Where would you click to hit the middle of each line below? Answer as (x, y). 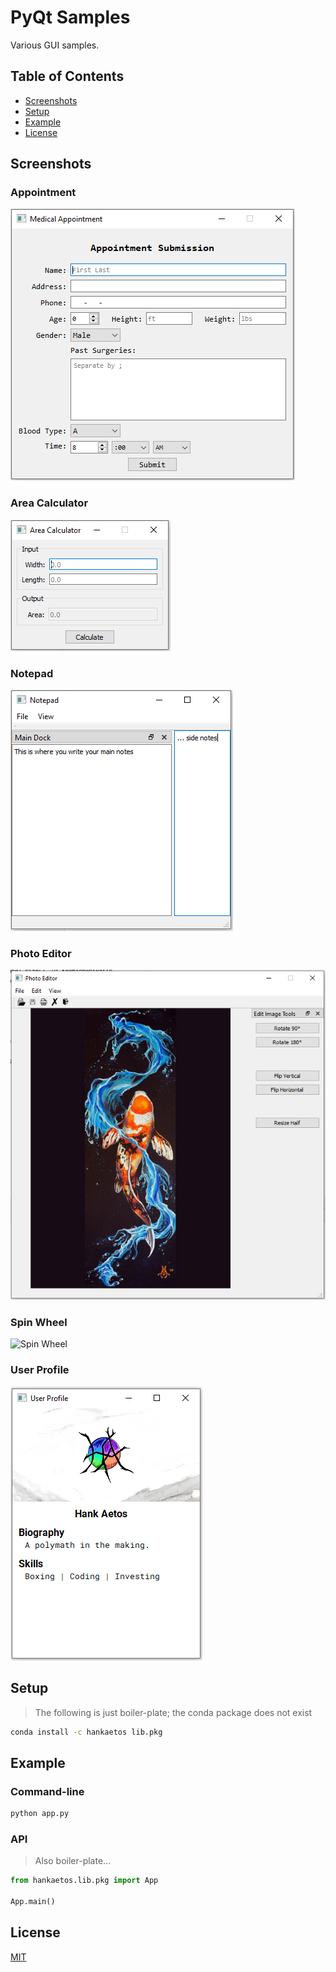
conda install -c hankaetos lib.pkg (86, 1732)
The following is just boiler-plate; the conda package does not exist (173, 1712)
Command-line (47, 1791)
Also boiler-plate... (73, 1861)
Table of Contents (67, 76)
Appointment (43, 193)
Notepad (32, 673)
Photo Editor (41, 953)
